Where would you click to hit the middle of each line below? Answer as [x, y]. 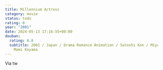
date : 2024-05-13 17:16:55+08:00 [39, 32]
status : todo [18, 18]
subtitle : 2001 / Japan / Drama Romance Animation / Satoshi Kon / [79, 45]
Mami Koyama [26, 49]
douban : [13, 36]
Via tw [11, 63]
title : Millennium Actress [32, 9]
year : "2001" [18, 27]
